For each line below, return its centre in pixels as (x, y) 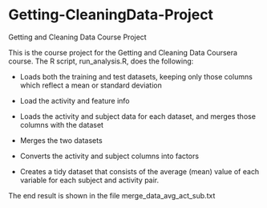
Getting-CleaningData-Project (111, 15)
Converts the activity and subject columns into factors (109, 156)
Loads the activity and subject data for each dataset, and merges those (138, 116)
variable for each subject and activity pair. (89, 180)
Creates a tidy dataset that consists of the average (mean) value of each (140, 171)
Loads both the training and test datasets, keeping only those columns (136, 76)
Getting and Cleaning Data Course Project (77, 37)
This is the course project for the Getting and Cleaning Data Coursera (123, 52)
